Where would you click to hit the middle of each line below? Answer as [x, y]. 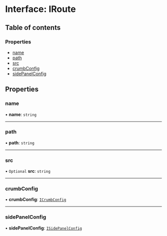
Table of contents [33, 28]
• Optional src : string [28, 171]
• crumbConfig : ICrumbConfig [36, 200]
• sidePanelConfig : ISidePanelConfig [43, 228]
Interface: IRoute [41, 9]
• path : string [20, 142]
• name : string [21, 114]
